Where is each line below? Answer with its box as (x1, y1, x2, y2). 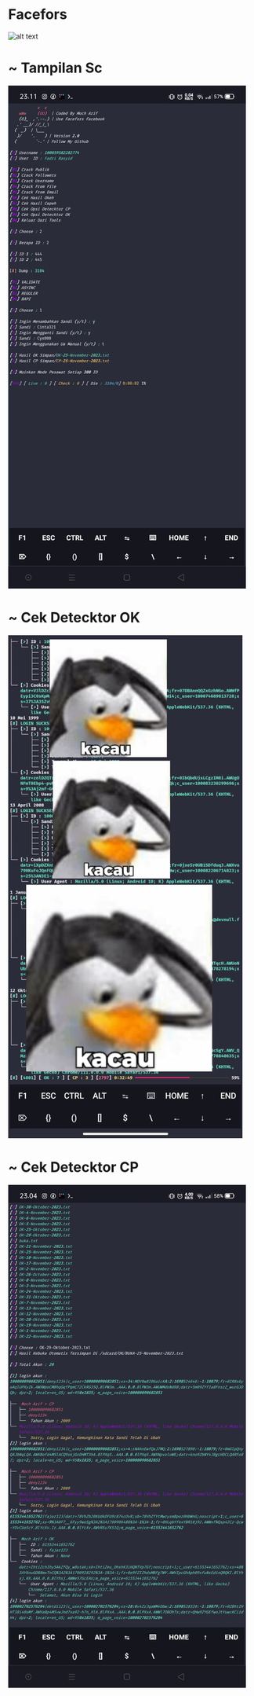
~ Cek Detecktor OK (8, 609, 141, 626)
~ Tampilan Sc (8, 59, 103, 77)
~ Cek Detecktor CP (8, 1158, 140, 1176)
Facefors (8, 6, 68, 24)
